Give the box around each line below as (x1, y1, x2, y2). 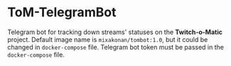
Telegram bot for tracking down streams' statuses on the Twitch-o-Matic (7, 28, 222, 36)
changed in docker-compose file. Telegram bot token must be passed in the (7, 43, 224, 51)
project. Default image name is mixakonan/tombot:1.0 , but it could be (7, 35, 208, 43)
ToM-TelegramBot (7, 4, 117, 21)
